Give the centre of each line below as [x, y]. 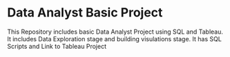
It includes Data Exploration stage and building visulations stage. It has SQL [115, 38]
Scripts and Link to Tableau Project [57, 46]
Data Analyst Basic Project [85, 13]
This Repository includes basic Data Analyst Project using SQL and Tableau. [115, 32]
